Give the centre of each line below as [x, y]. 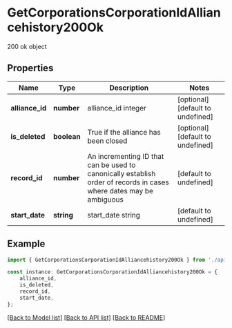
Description [129, 88]
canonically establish [122, 173]
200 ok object [27, 46]
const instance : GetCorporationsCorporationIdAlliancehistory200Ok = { [112, 272]
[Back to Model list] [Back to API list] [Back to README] [86, 317]
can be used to [112, 165]
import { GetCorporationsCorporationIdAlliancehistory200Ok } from [106, 260]
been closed [107, 141]
